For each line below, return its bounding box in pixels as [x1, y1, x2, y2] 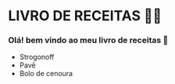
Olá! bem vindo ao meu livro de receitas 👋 [8, 35, 169, 46]
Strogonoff [19, 52, 55, 61]
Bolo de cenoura [19, 69, 73, 79]
